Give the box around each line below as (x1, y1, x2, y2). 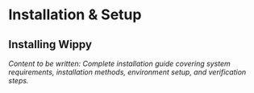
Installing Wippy (8, 38, 93, 51)
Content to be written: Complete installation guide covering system (8, 59, 231, 68)
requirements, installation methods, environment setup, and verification (8, 67, 247, 77)
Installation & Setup (8, 6, 142, 24)
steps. (8, 76, 29, 85)
